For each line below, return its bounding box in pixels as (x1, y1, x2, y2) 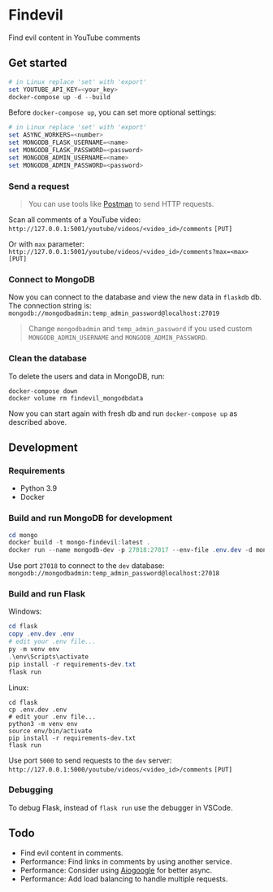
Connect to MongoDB (8, 273, 95, 285)
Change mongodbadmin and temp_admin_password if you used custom (28, 324, 253, 334)
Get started (8, 56, 67, 70)
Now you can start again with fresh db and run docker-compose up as (8, 409, 238, 418)
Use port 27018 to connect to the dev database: (8, 561, 165, 571)
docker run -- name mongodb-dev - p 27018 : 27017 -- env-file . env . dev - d (8, 546, 253, 554)
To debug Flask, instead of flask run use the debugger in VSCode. (8, 802, 233, 812)
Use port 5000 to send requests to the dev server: (8, 755, 172, 765)
